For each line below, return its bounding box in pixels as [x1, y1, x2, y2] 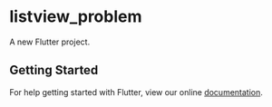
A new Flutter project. [9, 36, 91, 47]
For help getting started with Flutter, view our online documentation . [9, 86, 263, 97]
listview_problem [9, 6, 142, 27]
